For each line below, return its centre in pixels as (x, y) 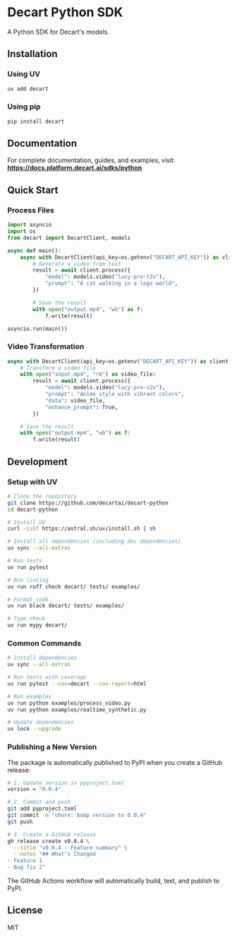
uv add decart (28, 89)
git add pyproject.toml (42, 809)
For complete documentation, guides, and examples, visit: (91, 160)
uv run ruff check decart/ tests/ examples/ (74, 586)
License (25, 911)
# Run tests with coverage (47, 677)
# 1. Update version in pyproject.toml (66, 783)
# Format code (28, 599)
